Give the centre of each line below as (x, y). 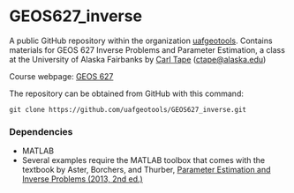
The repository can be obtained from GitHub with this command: (127, 93)
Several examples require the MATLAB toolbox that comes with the (143, 160)
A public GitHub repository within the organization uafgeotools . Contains (141, 41)
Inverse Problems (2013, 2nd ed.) (82, 179)
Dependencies (41, 131)
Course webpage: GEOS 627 (61, 76)
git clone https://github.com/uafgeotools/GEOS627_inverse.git (128, 109)
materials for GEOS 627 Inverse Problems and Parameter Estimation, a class (147, 49)
